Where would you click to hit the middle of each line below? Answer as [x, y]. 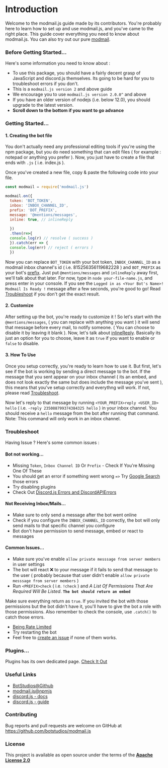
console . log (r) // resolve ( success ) [52, 238]
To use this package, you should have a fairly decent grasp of [76, 73]
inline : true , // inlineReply [41, 219]
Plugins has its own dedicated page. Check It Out [56, 662]
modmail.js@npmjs [32, 691]
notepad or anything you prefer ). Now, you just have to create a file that [80, 158]
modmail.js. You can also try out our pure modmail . [58, 39]
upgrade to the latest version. [43, 105]
